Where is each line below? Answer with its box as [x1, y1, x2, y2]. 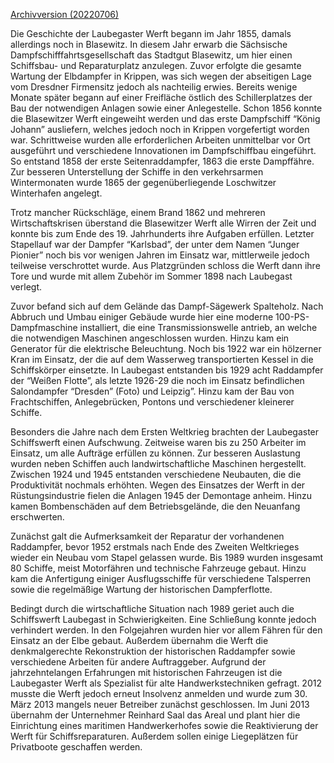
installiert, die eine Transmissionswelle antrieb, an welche [79, 322, 318, 333]
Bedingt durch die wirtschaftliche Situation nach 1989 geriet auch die [10, 603, 295, 614]
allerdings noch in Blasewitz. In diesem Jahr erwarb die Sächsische [10, 39, 288, 50]
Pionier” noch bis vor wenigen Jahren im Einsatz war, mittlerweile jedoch [10, 249, 310, 261]
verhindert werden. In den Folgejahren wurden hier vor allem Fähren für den [10, 624, 323, 636]
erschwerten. [10, 511, 65, 523]
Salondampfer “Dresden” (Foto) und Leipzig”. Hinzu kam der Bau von [10, 385, 295, 397]
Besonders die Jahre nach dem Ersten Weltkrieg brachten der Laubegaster [10, 426, 320, 438]
